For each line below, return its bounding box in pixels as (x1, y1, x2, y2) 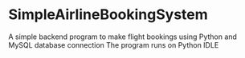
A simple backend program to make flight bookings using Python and (8, 32, 237, 41)
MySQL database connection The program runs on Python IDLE (8, 40, 219, 49)
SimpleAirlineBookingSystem (8, 6, 209, 24)
